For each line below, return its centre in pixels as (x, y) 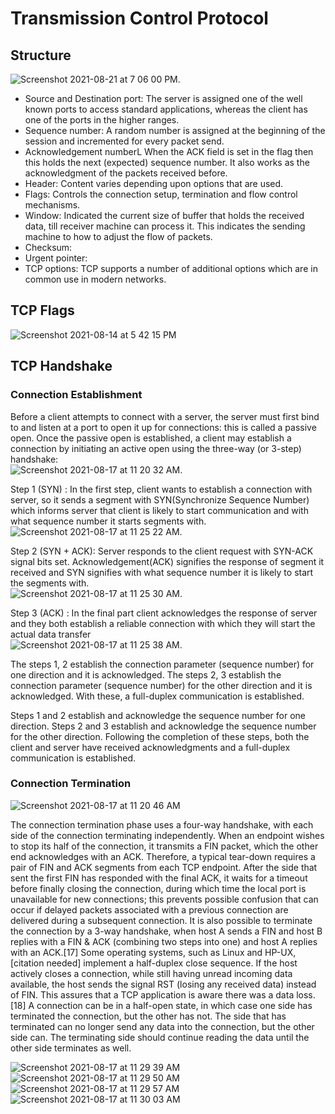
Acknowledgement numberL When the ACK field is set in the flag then (169, 151)
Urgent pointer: (56, 258)
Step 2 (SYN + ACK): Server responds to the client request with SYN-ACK (162, 551)
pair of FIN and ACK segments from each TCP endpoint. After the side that (164, 867)
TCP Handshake (61, 366)
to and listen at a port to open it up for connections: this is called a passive (163, 427)
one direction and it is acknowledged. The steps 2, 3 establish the (146, 674)
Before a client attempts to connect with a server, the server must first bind (165, 416)
